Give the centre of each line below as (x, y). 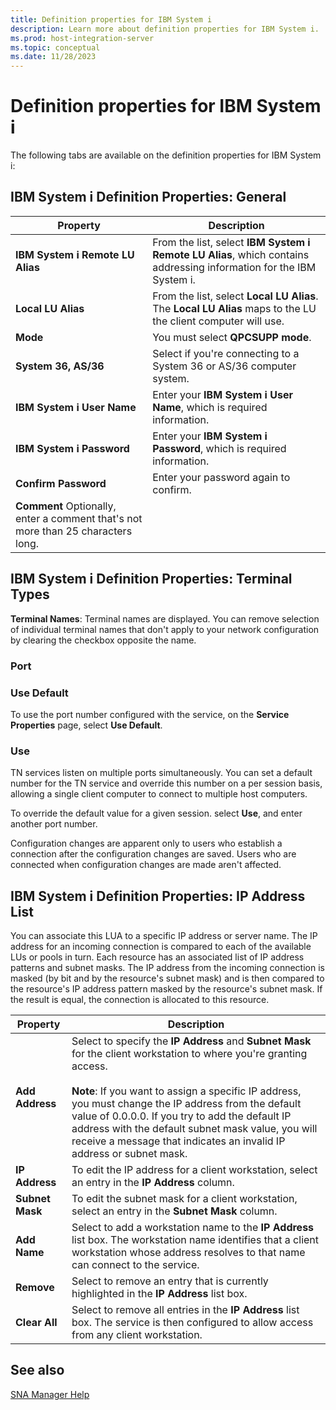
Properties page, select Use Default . (86, 725)
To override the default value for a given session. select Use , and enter (156, 813)
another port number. (54, 824)
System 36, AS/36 (60, 366)
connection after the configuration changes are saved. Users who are (153, 854)
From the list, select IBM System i (231, 242)
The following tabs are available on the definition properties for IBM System (166, 155)
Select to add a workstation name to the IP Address (193, 1228)
